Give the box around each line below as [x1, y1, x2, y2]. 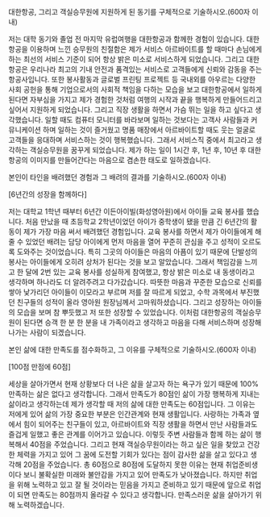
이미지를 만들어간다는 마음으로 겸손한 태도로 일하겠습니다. [29, 156, 211, 165]
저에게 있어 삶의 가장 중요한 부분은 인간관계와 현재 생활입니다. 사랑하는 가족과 [8, 410, 251, 419]
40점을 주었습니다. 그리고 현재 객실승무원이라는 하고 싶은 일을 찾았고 [29, 440, 246, 449]
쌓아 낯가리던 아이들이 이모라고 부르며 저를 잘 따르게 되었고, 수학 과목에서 [8, 287, 239, 297]
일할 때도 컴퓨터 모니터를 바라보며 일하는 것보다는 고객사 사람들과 [44, 115, 250, 124]
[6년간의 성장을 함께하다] [8, 190, 87, 199]
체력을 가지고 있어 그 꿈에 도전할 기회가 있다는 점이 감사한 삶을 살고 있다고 [16, 450, 249, 459]
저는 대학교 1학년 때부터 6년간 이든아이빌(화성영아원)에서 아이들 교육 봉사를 [8, 206, 245, 216]
